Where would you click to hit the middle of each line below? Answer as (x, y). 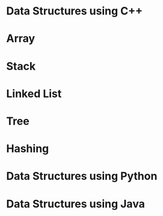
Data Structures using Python (82, 176)
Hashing (28, 149)
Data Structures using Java (76, 204)
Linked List (34, 94)
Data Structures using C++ (75, 11)
